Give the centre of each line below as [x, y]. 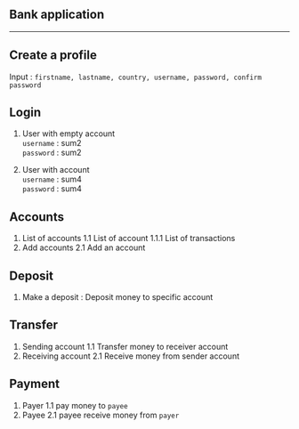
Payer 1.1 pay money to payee [75, 405]
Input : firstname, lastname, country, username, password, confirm [136, 77]
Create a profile [53, 56]
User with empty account [69, 134]
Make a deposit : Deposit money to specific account [117, 297]
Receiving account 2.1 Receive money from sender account [131, 356]
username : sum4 [52, 179]
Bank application [57, 15]
